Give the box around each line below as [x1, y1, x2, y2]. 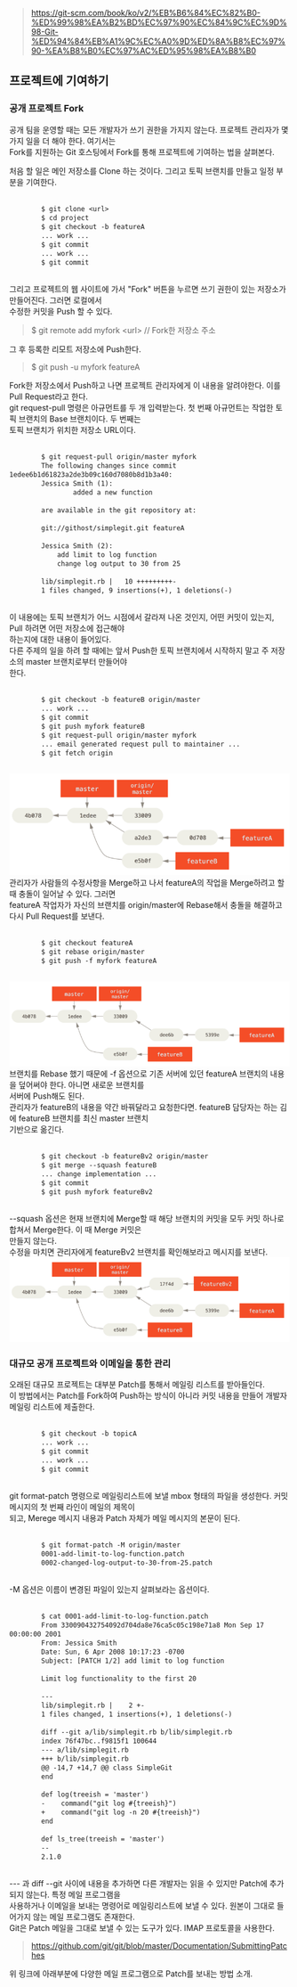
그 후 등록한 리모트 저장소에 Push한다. [9, 343, 141, 355]
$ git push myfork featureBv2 [41, 1188, 153, 1197]
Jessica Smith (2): [41, 541, 114, 551]
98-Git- [30, 27, 60, 37]
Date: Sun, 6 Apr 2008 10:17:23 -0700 [41, 1648, 185, 1656]
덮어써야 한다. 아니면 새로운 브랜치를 [18, 1080, 145, 1091]
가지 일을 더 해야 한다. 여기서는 [9, 135, 116, 146]
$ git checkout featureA [41, 939, 133, 948]
